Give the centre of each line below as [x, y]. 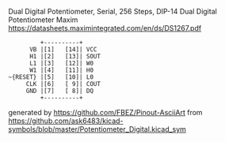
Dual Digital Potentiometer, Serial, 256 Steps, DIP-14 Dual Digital [113, 11]
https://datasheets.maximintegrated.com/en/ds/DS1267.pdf [105, 28]
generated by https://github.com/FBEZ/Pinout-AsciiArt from [106, 112]
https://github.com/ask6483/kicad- [66, 121]
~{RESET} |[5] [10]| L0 [51, 77]
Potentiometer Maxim [43, 20]
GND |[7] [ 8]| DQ [59, 91]
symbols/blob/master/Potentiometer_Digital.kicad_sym [97, 129]
